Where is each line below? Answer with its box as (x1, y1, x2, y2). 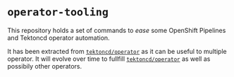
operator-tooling (7, 6, 109, 19)
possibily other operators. (7, 62, 82, 70)
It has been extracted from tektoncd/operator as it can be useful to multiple (7, 47, 227, 55)
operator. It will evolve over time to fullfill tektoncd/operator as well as (7, 55, 211, 63)
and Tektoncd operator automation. (7, 34, 111, 42)
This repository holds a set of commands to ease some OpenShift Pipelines (7, 26, 226, 34)
